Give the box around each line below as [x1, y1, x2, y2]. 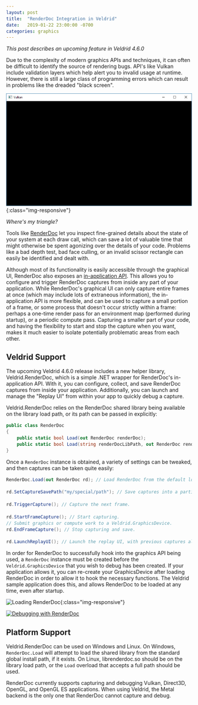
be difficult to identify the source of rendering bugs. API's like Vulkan [6, 63, 174, 70]
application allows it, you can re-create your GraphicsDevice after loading [6, 569, 185, 576]
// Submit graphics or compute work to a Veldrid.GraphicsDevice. [6, 520, 173, 526]
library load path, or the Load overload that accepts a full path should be [6, 662, 181, 669]
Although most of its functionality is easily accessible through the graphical [6, 266, 189, 273]
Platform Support [6, 627, 71, 637]
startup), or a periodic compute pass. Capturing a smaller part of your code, [6, 316, 190, 323]
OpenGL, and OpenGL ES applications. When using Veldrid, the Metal [6, 686, 175, 693]
